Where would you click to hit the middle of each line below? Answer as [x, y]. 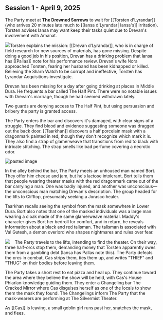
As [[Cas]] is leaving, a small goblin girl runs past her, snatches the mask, [79, 308]
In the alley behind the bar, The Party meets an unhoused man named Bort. [80, 171]
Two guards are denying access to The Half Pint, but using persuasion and [80, 106]
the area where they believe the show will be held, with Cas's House [73, 277]
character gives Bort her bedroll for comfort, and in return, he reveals [74, 221]
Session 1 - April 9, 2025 [43, 8]
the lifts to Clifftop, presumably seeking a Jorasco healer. [62, 196]
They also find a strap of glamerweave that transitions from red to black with [82, 141]
